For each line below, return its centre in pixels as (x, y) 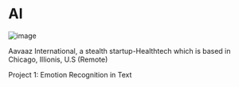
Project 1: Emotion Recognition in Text (70, 74)
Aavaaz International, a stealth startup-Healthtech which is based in (119, 51)
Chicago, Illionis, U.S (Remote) (58, 59)
